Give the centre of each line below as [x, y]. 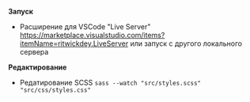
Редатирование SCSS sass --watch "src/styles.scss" [110, 83]
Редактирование [38, 67]
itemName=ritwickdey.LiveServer [74, 43]
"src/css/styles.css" [55, 90]
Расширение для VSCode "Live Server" [85, 26]
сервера [34, 52]
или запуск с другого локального [186, 43]
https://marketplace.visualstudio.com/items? [92, 35]
